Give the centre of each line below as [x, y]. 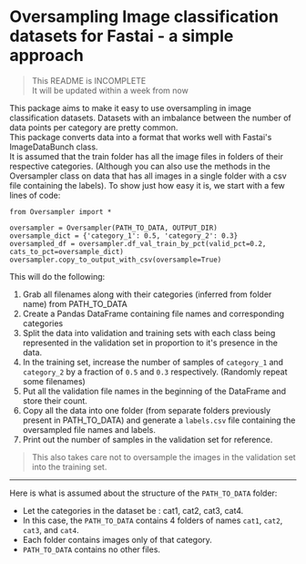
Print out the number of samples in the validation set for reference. [148, 439]
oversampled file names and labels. [89, 429]
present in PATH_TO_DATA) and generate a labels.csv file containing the [159, 420]
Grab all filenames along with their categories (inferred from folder [147, 294]
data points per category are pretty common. [94, 127]
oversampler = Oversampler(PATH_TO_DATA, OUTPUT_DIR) [114, 228]
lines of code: [35, 195]
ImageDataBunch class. [54, 147]
